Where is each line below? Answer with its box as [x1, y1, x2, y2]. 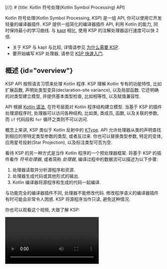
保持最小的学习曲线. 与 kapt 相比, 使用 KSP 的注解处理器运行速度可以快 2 [9, 27, 159, 33]
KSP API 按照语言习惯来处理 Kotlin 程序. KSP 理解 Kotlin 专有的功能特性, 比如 [5, 80, 162, 86]
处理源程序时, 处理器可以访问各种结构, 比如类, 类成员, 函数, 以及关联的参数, [5, 110, 159, 116]
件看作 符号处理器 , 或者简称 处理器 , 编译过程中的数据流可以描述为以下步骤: [5, 156, 158, 162]
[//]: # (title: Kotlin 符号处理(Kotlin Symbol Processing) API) [5, 4, 126, 10]
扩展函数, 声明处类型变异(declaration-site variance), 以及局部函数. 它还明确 [5, 87, 159, 93]
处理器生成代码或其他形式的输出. [12, 173, 80, 179]
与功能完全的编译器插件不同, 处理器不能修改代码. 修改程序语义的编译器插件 [5, 190, 159, 196]
